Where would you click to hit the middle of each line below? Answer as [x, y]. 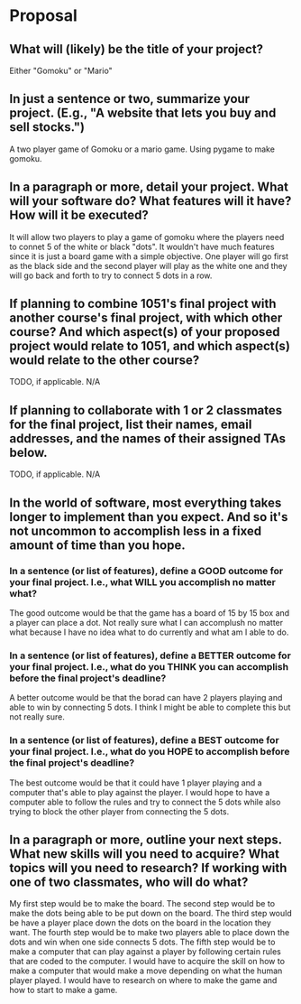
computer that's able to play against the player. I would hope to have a [140, 792]
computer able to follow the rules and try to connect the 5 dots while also [145, 802]
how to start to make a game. [64, 990]
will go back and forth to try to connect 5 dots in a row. [111, 275]
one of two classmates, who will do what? [129, 882]
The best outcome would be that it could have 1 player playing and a [136, 783]
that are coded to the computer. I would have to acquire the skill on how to [147, 962]
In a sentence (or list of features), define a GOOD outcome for [146, 571]
